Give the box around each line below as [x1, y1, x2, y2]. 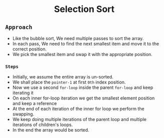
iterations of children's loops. [12, 121, 73, 128]
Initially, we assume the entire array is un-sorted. [12, 74, 114, 80]
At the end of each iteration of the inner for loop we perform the [12, 106, 144, 112]
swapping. [12, 111, 34, 117]
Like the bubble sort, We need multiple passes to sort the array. [12, 35, 144, 41]
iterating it [12, 90, 34, 96]
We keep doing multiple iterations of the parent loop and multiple [12, 116, 147, 122]
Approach [5, 23, 33, 30]
